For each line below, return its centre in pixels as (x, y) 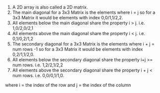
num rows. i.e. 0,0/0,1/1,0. (38, 75)
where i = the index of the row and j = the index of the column (68, 85)
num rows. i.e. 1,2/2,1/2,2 (38, 65)
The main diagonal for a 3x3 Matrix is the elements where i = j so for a (84, 12)
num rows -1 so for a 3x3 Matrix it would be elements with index (78, 49)
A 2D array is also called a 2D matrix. (50, 7)
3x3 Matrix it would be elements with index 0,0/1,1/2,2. (68, 18)
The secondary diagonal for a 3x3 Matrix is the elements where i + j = (83, 44)
